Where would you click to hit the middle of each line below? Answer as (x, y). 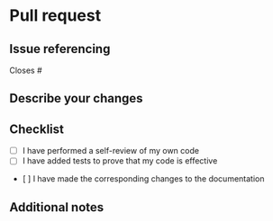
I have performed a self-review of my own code (111, 151)
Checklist (37, 129)
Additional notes (57, 207)
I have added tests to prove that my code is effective (120, 161)
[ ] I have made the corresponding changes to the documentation (143, 179)
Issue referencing (60, 49)
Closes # (26, 70)
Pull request (55, 16)
